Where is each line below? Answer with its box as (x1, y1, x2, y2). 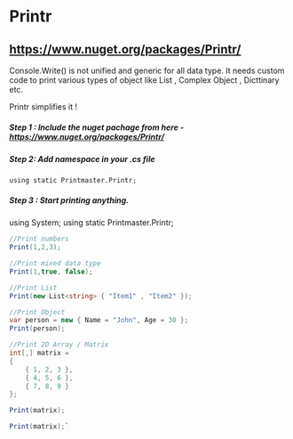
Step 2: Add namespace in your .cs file (9, 153, 155, 164)
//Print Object (9, 307, 66, 317)
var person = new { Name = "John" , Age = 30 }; (9, 316, 189, 325)
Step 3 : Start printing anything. (9, 194, 130, 206)
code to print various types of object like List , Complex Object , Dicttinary (9, 75, 280, 85)
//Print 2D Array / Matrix (9, 340, 109, 349)
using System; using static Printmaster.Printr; (9, 217, 175, 228)
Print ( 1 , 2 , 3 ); (9, 243, 62, 252)
